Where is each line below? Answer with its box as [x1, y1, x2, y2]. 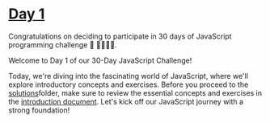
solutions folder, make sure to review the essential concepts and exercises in [8, 88, 263, 97]
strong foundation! [8, 105, 70, 115]
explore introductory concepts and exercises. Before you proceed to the [8, 80, 249, 89]
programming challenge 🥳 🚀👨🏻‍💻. [8, 39, 117, 49]
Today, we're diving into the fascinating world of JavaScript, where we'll [8, 71, 249, 80]
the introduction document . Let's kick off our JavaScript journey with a [8, 96, 244, 106]
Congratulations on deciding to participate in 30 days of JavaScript [8, 31, 232, 41]
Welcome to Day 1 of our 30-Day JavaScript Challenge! [8, 55, 192, 65]
